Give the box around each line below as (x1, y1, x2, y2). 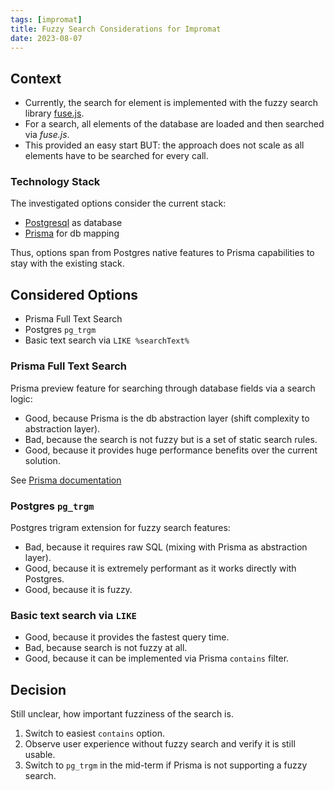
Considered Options (10, 286, 138, 303)
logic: (10, 392, 33, 405)
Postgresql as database (24, 217, 123, 229)
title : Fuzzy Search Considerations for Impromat (10, 24, 222, 34)
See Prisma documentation (10, 474, 122, 486)
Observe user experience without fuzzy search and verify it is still (24, 738, 296, 750)
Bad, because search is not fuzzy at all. (24, 642, 188, 654)
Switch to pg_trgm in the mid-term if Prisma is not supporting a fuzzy (24, 759, 308, 771)
